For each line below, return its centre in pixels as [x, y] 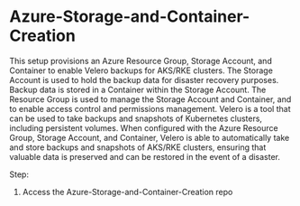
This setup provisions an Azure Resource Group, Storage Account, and [141, 61]
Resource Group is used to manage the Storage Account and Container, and [150, 99]
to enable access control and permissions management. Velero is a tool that [150, 108]
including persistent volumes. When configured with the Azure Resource [144, 127]
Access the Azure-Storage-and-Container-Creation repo [127, 192]
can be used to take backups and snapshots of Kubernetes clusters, [136, 118]
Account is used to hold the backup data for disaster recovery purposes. [144, 80]
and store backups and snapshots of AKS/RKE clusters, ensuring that [138, 147]
